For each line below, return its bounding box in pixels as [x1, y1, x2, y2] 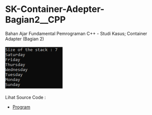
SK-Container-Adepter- [5, 3, 105, 15]
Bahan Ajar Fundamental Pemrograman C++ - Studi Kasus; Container [5, 30, 148, 36]
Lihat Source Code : [5, 94, 46, 100]
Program [12, 104, 31, 110]
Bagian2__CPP [5, 14, 66, 25]
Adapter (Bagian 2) [5, 36, 44, 42]
